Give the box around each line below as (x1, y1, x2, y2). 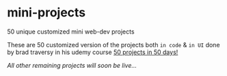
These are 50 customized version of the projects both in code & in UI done (7, 40, 220, 49)
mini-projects (7, 5, 86, 21)
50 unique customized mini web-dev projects (7, 27, 135, 36)
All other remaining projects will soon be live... (7, 61, 137, 69)
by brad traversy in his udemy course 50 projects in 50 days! (7, 48, 178, 56)
